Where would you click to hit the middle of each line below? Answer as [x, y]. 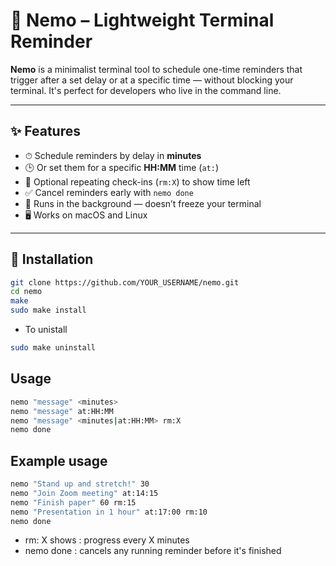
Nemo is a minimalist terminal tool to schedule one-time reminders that [156, 69]
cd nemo [26, 292]
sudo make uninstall [53, 348]
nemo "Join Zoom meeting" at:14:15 [84, 493]
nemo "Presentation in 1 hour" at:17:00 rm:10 [109, 512]
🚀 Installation [52, 259]
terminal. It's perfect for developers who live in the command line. [146, 90]
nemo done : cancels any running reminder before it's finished [153, 551]
